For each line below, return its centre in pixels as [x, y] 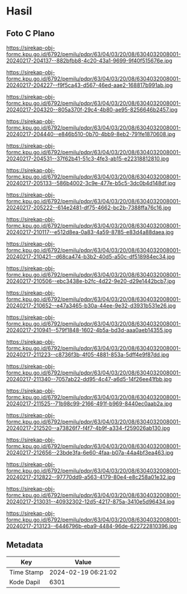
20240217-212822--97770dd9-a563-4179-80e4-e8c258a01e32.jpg [91, 477]
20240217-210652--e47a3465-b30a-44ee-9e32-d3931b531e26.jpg [91, 305]
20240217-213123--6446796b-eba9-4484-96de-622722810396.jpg [92, 526]
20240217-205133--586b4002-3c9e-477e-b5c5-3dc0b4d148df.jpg [91, 183]
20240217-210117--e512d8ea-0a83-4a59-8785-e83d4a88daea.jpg [90, 232]
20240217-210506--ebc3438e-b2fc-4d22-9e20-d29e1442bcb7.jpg [91, 281]
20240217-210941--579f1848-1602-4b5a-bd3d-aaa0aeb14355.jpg [89, 330]
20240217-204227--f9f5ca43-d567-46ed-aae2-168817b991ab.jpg [90, 85]
